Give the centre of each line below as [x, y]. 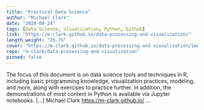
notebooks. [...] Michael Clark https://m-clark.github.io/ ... [78, 100]
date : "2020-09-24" [31, 23]
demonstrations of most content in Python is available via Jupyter [88, 94]
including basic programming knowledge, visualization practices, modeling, [101, 81]
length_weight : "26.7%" [36, 40]
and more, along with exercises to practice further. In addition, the [89, 87]
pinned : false [24, 57]
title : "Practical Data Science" [49, 12]
